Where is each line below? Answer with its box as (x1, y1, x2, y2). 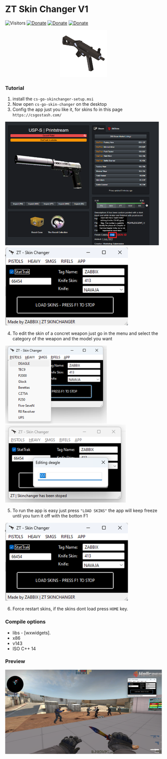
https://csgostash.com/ (12, 113, 62, 118)
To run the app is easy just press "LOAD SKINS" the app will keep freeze (12, 507, 158, 513)
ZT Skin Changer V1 (5, 3, 88, 15)
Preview (5, 658, 25, 665)
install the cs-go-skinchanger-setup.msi (12, 96, 94, 102)
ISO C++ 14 (12, 645, 36, 652)
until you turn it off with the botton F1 (12, 513, 88, 519)
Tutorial (5, 84, 24, 91)
